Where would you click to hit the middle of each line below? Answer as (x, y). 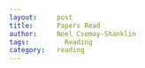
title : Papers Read (55, 26)
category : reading (47, 50)
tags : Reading (51, 42)
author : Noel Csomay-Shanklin (73, 34)
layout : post (41, 17)
